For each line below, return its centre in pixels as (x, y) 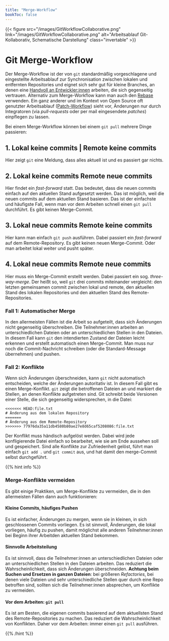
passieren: (16, 132)
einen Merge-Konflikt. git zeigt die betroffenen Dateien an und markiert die (84, 389)
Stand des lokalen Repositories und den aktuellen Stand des (68, 292)
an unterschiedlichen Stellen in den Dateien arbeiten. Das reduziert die (79, 563)
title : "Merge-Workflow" (31, 10)
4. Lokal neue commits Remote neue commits (78, 264)
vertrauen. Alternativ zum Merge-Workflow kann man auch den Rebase (79, 95)
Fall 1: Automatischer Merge (40, 311)
